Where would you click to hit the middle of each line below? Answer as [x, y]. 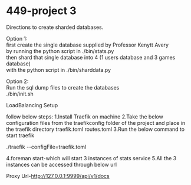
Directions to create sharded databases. [55, 27]
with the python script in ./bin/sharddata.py [58, 70]
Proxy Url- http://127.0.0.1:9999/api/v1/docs [58, 176]
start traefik [20, 135]
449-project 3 [41, 11]
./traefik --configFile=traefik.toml [46, 147]
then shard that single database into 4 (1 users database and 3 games [91, 57]
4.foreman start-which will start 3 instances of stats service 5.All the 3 [91, 158]
